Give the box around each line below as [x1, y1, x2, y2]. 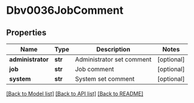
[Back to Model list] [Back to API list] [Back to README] [6, 90, 144, 97]
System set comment [74, 75, 135, 83]
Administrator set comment [74, 55, 151, 63]
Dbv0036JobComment [6, 4, 124, 17]
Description [96, 46, 131, 53]
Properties [6, 28, 47, 38]
